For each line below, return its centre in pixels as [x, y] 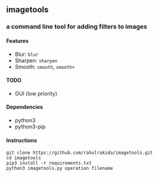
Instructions [22, 140]
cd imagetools [24, 158]
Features [17, 40]
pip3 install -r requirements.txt [49, 163]
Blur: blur [26, 54]
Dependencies [25, 107]
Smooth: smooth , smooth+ [45, 67]
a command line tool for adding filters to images [77, 27]
